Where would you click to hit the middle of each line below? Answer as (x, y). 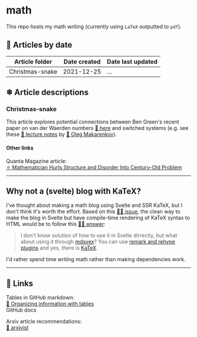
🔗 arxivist (17, 328)
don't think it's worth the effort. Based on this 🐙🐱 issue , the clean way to (93, 212)
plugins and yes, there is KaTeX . (59, 248)
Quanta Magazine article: (36, 161)
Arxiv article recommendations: (44, 322)
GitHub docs (21, 310)
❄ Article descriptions (47, 93)
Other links (20, 148)
